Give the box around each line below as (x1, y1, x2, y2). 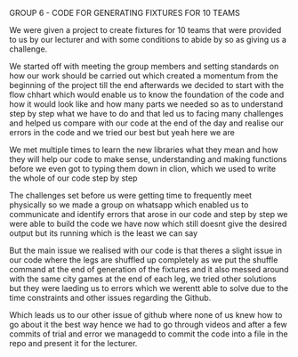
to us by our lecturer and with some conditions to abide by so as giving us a (9, 35, 286, 45)
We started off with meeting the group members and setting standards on (9, 61, 279, 71)
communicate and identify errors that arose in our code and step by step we (9, 209, 288, 219)
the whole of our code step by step (9, 173, 138, 183)
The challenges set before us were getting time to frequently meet (9, 191, 252, 200)
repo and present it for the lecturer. (9, 338, 138, 348)
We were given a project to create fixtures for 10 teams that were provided (9, 25, 282, 35)
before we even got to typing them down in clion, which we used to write (9, 164, 277, 174)
